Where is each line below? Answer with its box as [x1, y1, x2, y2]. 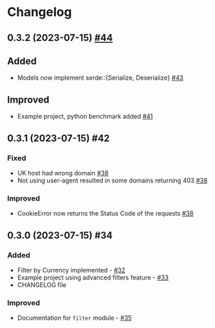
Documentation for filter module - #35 [17, 313, 132, 322]
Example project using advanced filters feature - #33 [17, 273, 169, 282]
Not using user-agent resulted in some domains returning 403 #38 [17, 176, 208, 184]
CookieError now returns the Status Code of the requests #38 [17, 209, 194, 218]
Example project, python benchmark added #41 [17, 112, 153, 121]
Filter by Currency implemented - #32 [17, 266, 126, 274]
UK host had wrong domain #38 [17, 169, 109, 177]
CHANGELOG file [17, 280, 67, 288]
